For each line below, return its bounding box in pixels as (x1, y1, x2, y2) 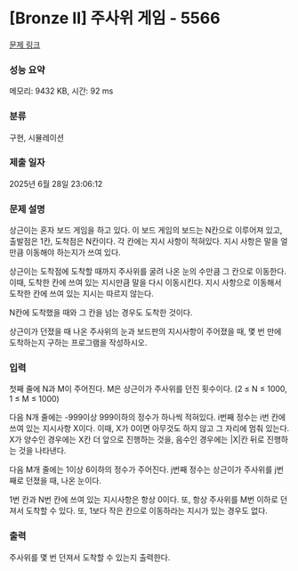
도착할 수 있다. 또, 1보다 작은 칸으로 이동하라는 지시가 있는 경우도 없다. (25, 505, 269, 517)
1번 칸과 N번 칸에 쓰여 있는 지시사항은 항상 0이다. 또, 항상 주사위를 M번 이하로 (9, 494, 278, 505)
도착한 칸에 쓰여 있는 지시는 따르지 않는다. (9, 289, 154, 299)
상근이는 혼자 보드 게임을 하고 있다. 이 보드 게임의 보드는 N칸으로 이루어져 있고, (9, 224, 283, 236)
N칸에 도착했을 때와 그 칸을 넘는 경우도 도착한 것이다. (9, 307, 193, 318)
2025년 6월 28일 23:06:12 (9, 178, 103, 189)
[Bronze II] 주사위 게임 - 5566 (9, 8, 221, 29)
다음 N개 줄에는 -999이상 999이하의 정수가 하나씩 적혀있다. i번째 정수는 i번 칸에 (9, 412, 286, 423)
